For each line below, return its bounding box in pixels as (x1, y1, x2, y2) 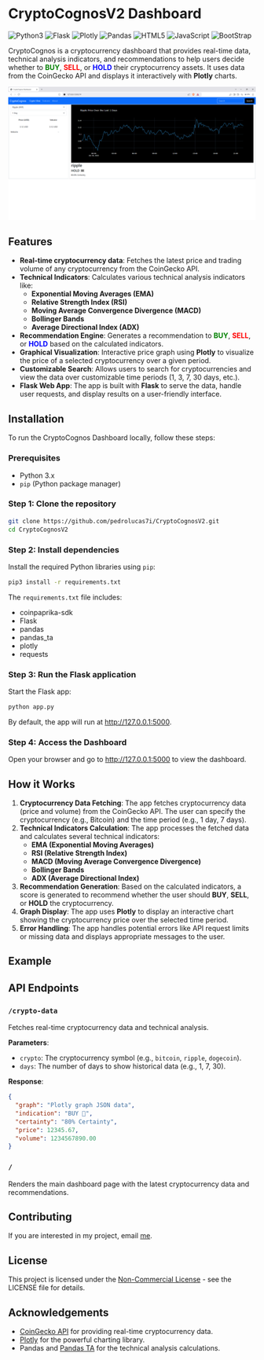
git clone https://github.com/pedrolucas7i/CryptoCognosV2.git (8, 517, 220, 525)
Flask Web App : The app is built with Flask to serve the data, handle (19, 381, 242, 390)
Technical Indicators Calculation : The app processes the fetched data (19, 823, 250, 833)
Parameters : (8, 1038, 49, 1047)
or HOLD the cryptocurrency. (19, 899, 114, 908)
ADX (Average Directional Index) (31, 874, 140, 883)
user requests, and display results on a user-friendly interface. (19, 390, 222, 399)
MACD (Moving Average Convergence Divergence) (31, 857, 202, 867)
